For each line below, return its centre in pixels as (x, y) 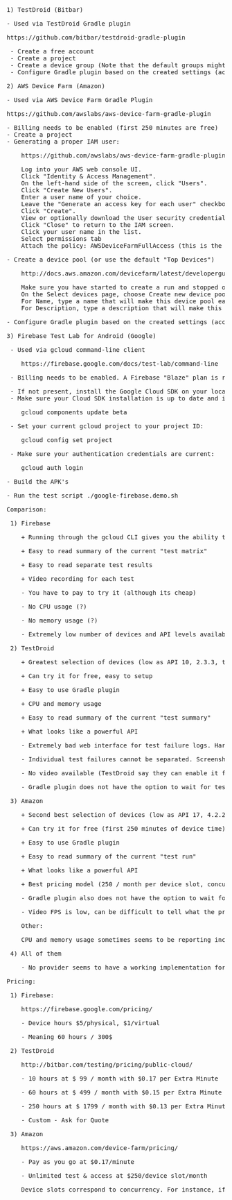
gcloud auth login (52, 468)
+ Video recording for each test (78, 579)
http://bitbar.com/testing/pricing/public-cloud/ (107, 1065)
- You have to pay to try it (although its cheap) (109, 593)
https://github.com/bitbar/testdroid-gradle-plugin (96, 37)
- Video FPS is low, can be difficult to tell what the (118, 912)
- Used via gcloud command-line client (78, 350)
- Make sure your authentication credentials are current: (113, 454)
